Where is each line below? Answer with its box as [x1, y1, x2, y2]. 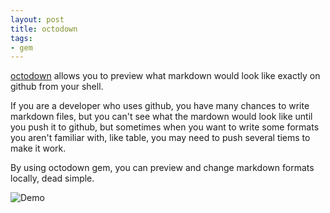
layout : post [10, 14, 65, 25]
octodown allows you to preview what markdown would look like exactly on [10, 70, 321, 82]
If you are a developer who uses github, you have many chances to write [10, 100, 310, 112]
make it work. [10, 142, 67, 155]
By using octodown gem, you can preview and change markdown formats [10, 162, 315, 174]
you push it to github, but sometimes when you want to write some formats [10, 121, 320, 133]
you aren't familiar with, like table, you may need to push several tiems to [10, 132, 311, 144]
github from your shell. [10, 81, 104, 93]
